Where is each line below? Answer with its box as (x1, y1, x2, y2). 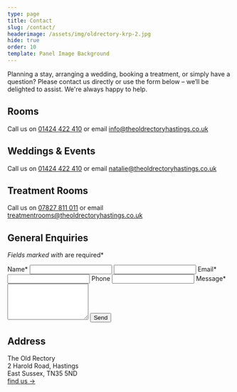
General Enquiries (7, 232, 89, 244)
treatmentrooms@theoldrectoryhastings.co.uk (7, 211, 143, 220)
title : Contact (7, 17, 53, 24)
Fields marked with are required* (7, 251, 105, 259)
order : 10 (7, 43, 37, 51)
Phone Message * (91, 274, 226, 283)
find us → (7, 376, 36, 385)
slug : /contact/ (7, 24, 56, 31)
